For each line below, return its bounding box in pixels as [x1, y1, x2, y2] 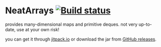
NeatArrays [5, 5, 54, 16]
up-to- [138, 21, 152, 27]
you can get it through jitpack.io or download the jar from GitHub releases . [5, 36, 157, 42]
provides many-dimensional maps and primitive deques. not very [5, 21, 138, 27]
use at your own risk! [16, 26, 59, 32]
